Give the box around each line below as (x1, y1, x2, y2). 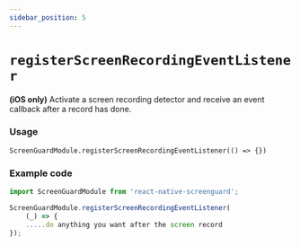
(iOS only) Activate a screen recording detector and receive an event (9, 93, 265, 104)
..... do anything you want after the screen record (25, 220, 223, 229)
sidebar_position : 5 (9, 13, 87, 22)
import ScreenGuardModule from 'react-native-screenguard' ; (9, 188, 240, 197)
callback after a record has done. (9, 103, 132, 114)
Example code (9, 167, 73, 180)
